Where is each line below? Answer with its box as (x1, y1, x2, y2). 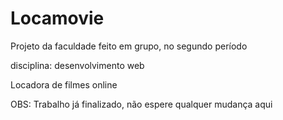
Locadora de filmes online (10, 78, 118, 91)
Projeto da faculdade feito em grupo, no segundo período (10, 40, 248, 52)
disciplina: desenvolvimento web (10, 59, 145, 71)
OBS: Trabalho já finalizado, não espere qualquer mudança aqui (10, 98, 273, 110)
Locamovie (10, 7, 105, 30)
